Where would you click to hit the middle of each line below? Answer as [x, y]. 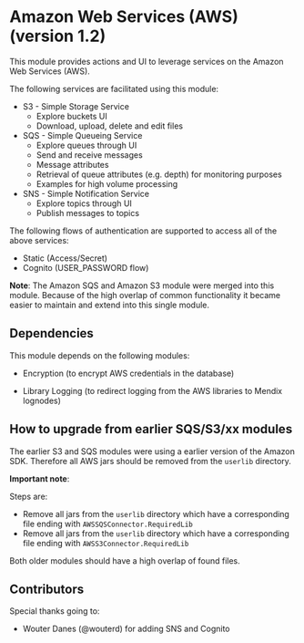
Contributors [47, 589]
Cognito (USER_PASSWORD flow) [86, 267]
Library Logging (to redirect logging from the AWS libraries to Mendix [152, 390]
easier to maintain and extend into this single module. [110, 305]
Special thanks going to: [55, 611]
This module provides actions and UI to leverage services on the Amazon [147, 61]
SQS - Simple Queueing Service [82, 135]
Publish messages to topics [87, 213]
